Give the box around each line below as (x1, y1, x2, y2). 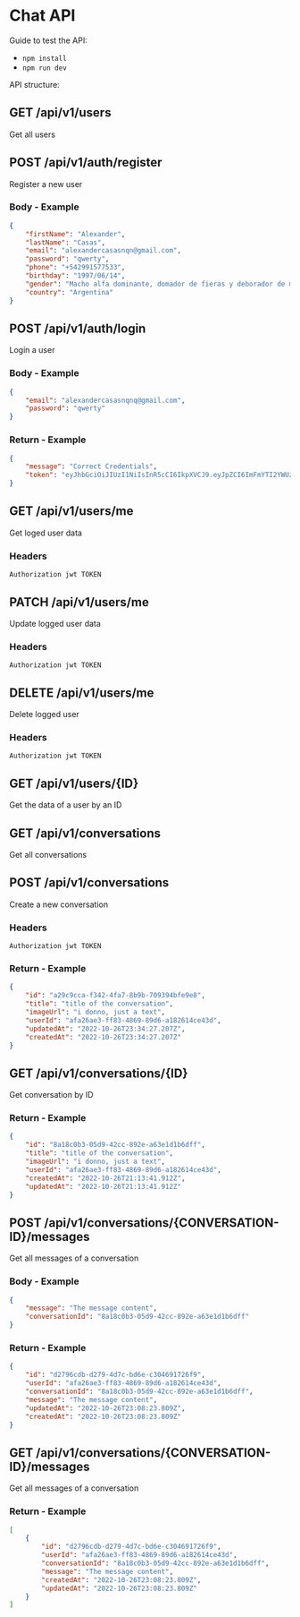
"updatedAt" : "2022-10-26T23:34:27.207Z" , (25, 1024, 186, 1033)
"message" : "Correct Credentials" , (25, 462, 158, 471)
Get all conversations (9, 849, 87, 860)
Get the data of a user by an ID (9, 800, 122, 810)
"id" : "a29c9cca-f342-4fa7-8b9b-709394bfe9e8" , (25, 991, 205, 1000)
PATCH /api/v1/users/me (9, 595, 149, 610)
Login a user (9, 345, 55, 355)
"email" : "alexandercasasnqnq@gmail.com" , (25, 396, 186, 405)
